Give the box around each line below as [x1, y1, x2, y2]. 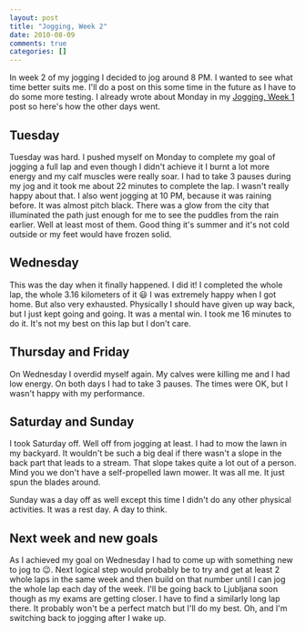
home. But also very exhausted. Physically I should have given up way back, [9, 298, 296, 309]
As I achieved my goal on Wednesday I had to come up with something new [9, 555, 294, 566]
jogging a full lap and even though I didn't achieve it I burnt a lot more [9, 161, 270, 172]
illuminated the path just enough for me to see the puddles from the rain [9, 209, 280, 220]
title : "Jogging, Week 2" [9, 22, 107, 31]
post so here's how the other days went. [9, 101, 161, 112]
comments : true [9, 38, 67, 48]
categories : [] [9, 47, 67, 56]
